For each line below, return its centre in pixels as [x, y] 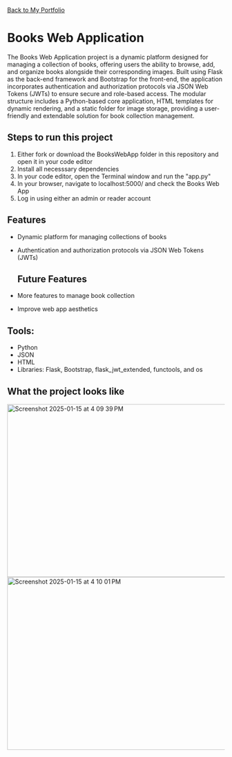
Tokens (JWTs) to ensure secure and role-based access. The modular [107, 93]
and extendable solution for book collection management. [113, 115]
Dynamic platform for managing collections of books [92, 236]
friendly [18, 115]
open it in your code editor [55, 161]
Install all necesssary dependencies [68, 169]
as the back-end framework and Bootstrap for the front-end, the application [115, 79]
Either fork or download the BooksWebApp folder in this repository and [118, 154]
